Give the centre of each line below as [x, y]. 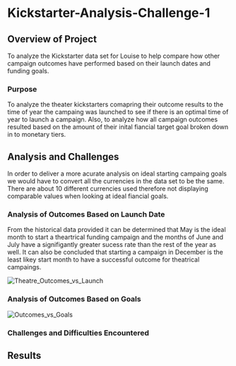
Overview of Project [52, 39]
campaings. [24, 267]
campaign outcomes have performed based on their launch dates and [109, 63]
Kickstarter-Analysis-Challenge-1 [109, 13]
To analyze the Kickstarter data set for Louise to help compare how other [114, 56]
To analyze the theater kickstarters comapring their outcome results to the [116, 104]
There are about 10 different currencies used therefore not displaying [108, 189]
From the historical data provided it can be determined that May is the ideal [117, 230]
